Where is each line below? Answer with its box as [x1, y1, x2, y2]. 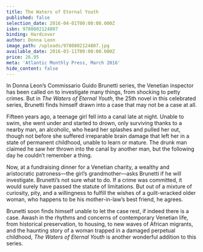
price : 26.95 [6, 54, 39, 60]
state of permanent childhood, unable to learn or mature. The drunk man [6, 139, 187, 146]
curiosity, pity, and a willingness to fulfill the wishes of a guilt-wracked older [6, 189, 196, 197]
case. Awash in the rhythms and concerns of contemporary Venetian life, [6, 214, 189, 222]
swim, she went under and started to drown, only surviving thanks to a [6, 120, 182, 127]
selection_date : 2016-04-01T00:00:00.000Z [6, 20, 115, 26]
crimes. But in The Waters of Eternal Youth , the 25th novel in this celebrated [6, 95, 196, 102]
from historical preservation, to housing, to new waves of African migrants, [6, 220, 193, 228]
